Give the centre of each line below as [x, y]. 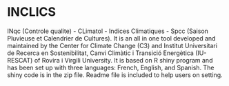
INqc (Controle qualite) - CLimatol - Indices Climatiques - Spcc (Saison [108, 31]
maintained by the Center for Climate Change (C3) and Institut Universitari [112, 45]
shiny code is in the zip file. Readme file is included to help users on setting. [115, 75]
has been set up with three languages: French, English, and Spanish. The [111, 67]
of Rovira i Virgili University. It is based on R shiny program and [123, 60]
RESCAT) [20, 60]
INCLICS [32, 12]
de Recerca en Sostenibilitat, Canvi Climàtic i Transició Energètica [101, 53]
